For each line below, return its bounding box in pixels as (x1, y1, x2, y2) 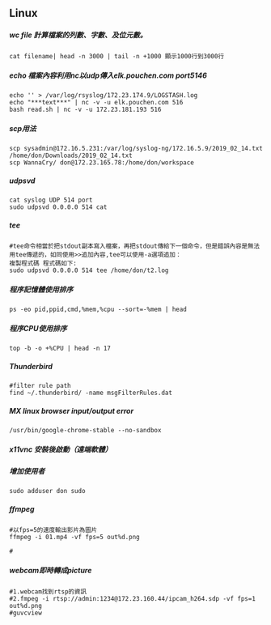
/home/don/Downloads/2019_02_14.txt (9, 151, 133, 160)
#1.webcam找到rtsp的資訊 (9, 588, 87, 596)
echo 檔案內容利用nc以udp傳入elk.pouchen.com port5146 (9, 70, 207, 80)
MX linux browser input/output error (9, 406, 134, 415)
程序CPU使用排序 (9, 323, 67, 333)
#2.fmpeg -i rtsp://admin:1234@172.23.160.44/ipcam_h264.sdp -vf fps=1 (9, 595, 256, 603)
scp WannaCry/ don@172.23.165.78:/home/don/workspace (9, 159, 195, 167)
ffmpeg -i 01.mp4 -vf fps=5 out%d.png (9, 534, 140, 542)
